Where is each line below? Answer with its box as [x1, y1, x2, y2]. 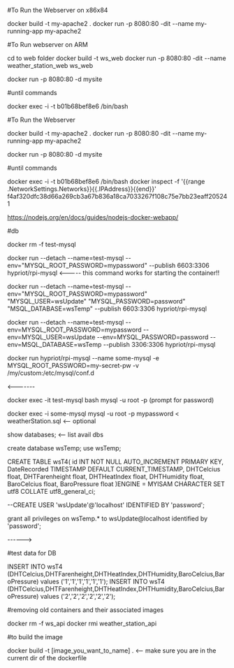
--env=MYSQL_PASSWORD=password [96, 333, 209, 341]
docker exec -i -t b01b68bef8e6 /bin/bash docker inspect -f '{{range [7, 178, 205, 185]
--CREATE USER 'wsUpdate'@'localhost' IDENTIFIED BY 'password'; [7, 501, 205, 509]
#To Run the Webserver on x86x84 [7, 6, 108, 14]
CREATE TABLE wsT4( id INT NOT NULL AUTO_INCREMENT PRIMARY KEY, [7, 457, 224, 466]
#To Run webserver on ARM [7, 41, 89, 48]
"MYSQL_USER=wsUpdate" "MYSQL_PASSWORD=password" [7, 297, 186, 305]
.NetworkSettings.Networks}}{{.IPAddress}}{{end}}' [7, 185, 157, 193]
